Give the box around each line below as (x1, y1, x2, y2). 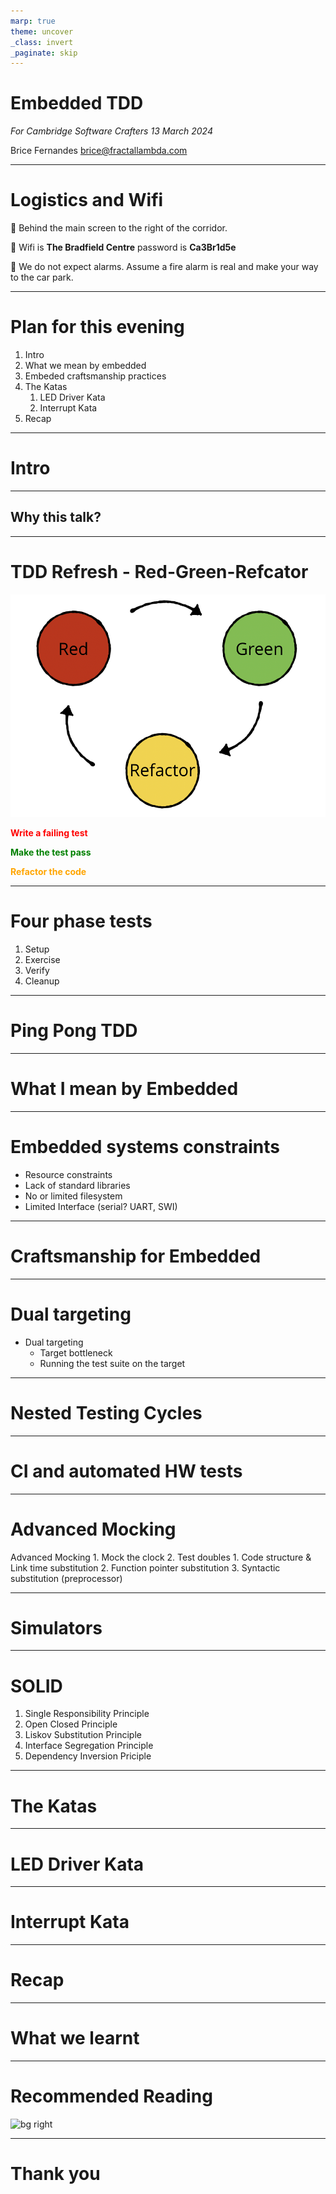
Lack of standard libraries (24, 1179, 131, 1191)
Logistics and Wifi (10, 189, 164, 212)
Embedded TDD (10, 92, 144, 115)
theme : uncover (10, 26, 74, 37)
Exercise (24, 954, 61, 966)
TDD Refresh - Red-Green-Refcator (10, 561, 309, 583)
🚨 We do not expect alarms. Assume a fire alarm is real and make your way (10, 261, 319, 273)
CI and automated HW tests (10, 1460, 243, 1482)
